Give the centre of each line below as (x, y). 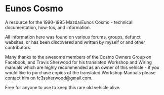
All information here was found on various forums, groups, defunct (73, 37)
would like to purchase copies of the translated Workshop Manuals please (80, 72)
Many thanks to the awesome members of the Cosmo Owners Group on (78, 57)
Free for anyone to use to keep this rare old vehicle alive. (63, 87)
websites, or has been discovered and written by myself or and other (75, 42)
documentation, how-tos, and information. (48, 27)
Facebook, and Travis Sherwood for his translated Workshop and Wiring (79, 62)
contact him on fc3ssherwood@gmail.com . (49, 78)
